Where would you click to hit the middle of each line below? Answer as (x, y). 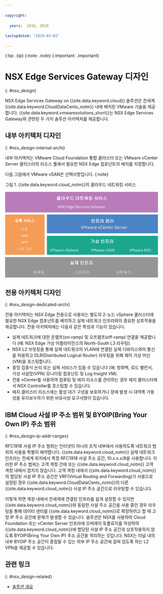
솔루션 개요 (23, 586)
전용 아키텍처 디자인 (33, 292)
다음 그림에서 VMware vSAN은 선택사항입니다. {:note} (57, 174)
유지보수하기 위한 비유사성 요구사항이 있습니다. (65, 398)
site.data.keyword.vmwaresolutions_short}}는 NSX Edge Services (88, 112)
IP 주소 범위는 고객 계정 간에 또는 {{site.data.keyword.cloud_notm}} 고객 (84, 464)
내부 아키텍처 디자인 (33, 136)
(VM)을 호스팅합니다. (32, 362)
